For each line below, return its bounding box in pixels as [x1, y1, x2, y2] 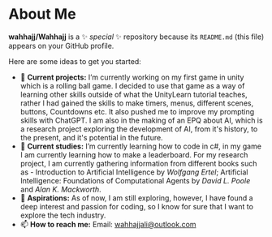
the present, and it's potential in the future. [19, 132, 164, 142]
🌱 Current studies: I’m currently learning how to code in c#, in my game [19, 141, 262, 151]
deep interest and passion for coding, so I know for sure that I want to [19, 201, 254, 211]
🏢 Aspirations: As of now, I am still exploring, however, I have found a [19, 192, 253, 203]
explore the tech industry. [19, 210, 106, 220]
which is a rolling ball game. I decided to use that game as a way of [19, 80, 245, 90]
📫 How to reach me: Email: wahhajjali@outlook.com [19, 219, 196, 229]
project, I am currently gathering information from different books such [19, 158, 257, 168]
